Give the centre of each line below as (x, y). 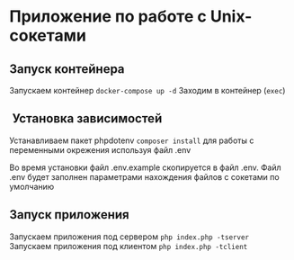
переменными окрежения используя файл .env (100, 149)
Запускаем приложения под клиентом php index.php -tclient (129, 246)
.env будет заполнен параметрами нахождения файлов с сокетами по (145, 176)
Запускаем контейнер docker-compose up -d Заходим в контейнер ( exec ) (147, 90)
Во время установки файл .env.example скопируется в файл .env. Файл (145, 167)
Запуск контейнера (67, 69)
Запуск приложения (69, 215)
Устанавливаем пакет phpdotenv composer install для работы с (132, 140)
